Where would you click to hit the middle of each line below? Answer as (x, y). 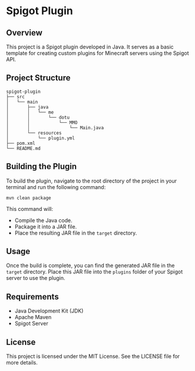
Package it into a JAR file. (46, 226)
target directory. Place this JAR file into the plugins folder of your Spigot (95, 272)
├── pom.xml (21, 143)
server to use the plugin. (36, 278)
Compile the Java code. (43, 220)
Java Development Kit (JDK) (49, 311)
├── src (16, 97)
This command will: (30, 209)
